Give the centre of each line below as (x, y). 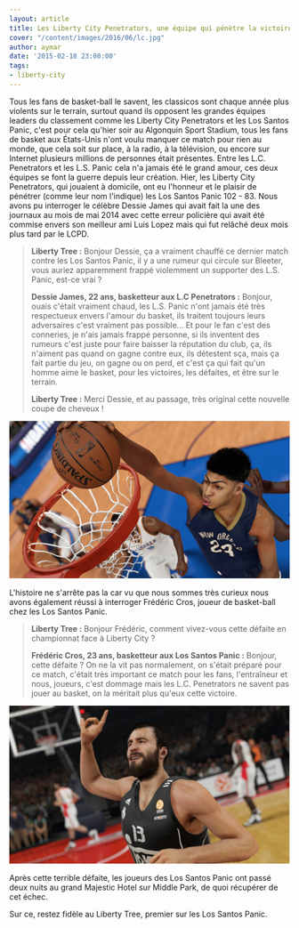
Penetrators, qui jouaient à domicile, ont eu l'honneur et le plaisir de (133, 186)
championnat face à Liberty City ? (93, 638)
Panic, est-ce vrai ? (66, 279)
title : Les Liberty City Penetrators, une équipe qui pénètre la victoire (151, 28)
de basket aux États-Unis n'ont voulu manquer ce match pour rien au (136, 139)
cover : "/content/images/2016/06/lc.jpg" (87, 37)
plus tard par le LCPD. (49, 234)
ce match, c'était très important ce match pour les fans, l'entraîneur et (159, 674)
